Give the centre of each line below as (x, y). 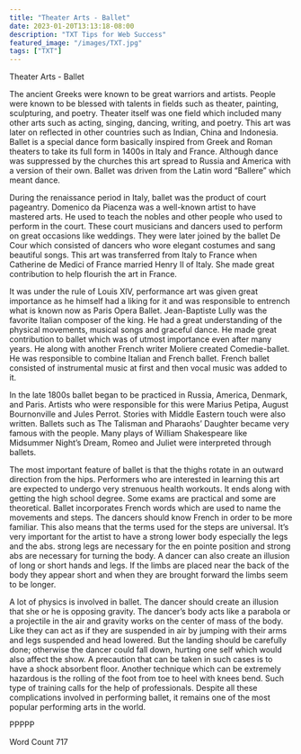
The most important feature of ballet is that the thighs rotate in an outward (146, 470)
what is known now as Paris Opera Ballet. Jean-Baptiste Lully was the (138, 310)
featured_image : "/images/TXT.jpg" (76, 43)
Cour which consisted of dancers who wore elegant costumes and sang (142, 246)
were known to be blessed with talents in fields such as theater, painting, (144, 103)
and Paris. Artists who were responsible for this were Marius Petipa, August (149, 405)
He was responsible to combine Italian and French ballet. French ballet (139, 359)
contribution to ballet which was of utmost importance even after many (141, 339)
